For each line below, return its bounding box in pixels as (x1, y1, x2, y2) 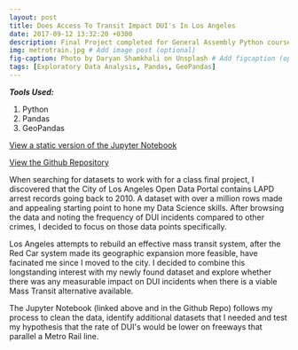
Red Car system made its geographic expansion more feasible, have (9, 247, 259, 258)
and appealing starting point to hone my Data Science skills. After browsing (9, 202, 285, 213)
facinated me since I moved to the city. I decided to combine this (9, 257, 246, 268)
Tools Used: (9, 86, 55, 97)
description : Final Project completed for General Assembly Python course (9, 37, 292, 47)
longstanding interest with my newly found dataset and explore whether (9, 267, 272, 277)
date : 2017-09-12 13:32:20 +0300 (9, 29, 133, 38)
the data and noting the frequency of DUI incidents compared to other (9, 212, 265, 222)
